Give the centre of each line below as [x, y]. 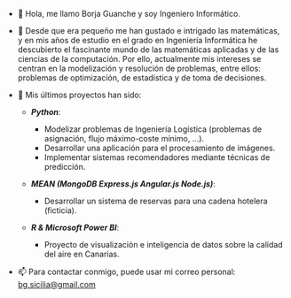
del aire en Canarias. [82, 254]
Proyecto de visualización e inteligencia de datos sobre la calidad [163, 245]
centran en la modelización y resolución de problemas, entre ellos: [139, 68]
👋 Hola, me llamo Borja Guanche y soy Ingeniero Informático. [129, 14]
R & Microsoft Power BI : [75, 227]
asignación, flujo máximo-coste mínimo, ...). [124, 138]
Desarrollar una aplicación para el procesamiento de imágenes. [160, 148]
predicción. [65, 167]
